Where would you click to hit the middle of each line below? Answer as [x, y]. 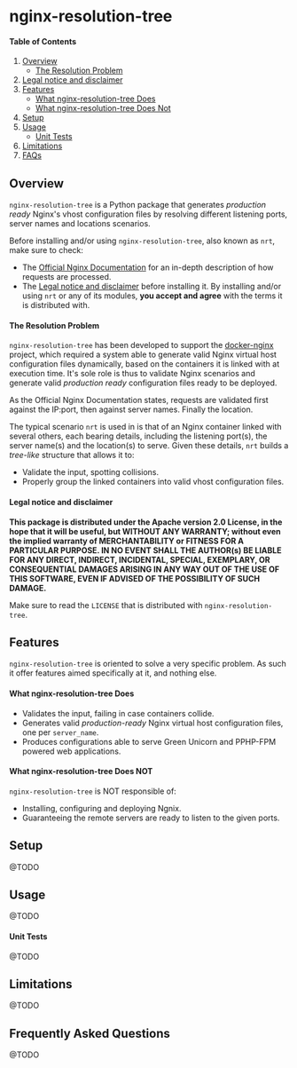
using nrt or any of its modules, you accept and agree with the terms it [152, 296]
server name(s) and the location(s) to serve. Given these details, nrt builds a [149, 446]
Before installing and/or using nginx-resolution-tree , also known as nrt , [142, 241]
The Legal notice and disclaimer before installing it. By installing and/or [152, 287]
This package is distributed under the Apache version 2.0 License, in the [146, 522]
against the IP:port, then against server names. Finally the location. [131, 409]
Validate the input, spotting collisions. [90, 472]
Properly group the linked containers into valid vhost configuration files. [153, 482]
